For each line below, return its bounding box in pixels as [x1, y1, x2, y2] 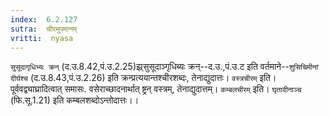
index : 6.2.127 [10, 14, 78, 25]
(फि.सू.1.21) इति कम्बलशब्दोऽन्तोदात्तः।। [10, 94, 140, 106]
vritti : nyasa [10, 33, 74, 43]
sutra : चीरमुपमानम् [10, 24, 78, 34]
